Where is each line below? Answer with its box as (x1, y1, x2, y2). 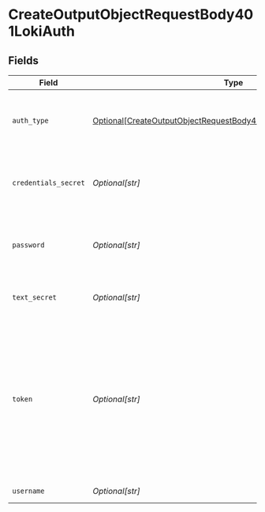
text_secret (12, 293, 58, 302)
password (12, 241, 45, 250)
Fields (8, 54, 39, 67)
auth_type (12, 116, 49, 125)
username (12, 487, 45, 495)
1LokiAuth (8, 22, 75, 40)
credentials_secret (12, 179, 85, 187)
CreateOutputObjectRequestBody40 (8, 6, 254, 24)
